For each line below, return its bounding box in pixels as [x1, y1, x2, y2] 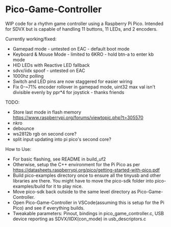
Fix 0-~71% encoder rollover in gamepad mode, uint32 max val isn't [12, 83, 156, 90]
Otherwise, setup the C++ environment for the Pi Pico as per [12, 161, 140, 167]
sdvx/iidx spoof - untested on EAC [12, 67, 85, 74]
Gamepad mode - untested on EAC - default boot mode [12, 46, 130, 52]
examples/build [12, 183, 45, 189]
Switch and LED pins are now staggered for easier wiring [12, 78, 133, 84]
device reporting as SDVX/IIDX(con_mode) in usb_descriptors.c [12, 216, 146, 222]
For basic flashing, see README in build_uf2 [12, 156, 106, 162]
